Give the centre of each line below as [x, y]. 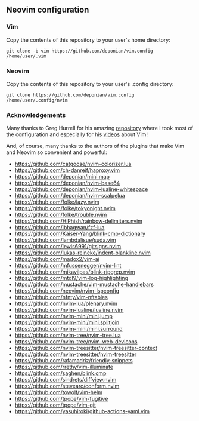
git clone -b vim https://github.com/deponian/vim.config [80, 51]
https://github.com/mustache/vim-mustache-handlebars [84, 285]
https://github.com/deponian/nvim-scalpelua [70, 196]
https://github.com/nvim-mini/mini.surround [69, 329]
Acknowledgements [36, 115]
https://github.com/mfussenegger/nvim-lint [68, 266]
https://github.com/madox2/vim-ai [57, 259]
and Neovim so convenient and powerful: [57, 152]
